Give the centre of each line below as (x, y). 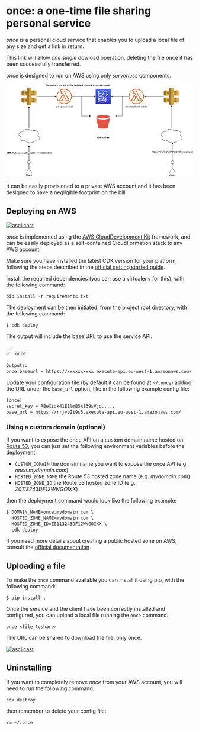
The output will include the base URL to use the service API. (79, 336)
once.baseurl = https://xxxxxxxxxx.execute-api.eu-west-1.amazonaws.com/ (99, 371)
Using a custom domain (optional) (56, 427)
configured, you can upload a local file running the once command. (87, 615)
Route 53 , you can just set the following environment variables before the (95, 446)
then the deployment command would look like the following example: (91, 501)
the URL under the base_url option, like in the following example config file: (98, 388)
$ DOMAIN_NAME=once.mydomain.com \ (50, 512)
